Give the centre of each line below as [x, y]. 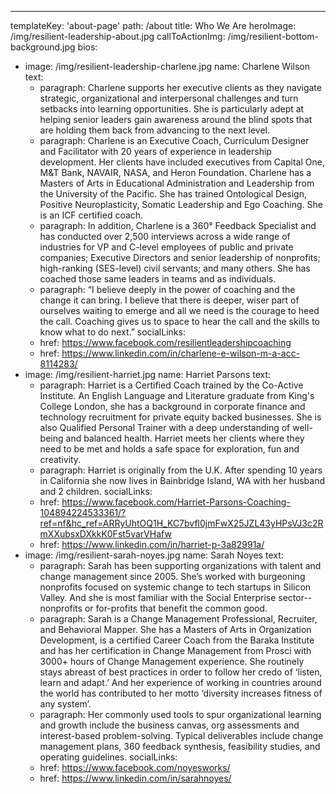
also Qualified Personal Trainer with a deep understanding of [165, 427]
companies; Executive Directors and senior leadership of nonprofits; [180, 257]
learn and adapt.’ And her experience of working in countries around [180, 682]
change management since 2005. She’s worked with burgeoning [172, 576]
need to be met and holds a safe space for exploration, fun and [169, 449]
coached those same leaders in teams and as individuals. [158, 279]
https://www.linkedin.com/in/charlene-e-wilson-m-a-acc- [181, 353]
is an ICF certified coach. [91, 215]
